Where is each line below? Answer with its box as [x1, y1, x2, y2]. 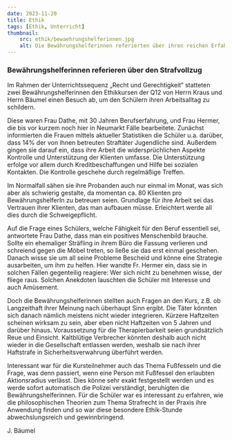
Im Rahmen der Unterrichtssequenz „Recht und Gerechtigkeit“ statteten [7, 81, 211, 89]
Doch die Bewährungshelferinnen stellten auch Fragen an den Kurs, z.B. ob [7, 297, 221, 305]
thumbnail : [7, 29, 39, 37]
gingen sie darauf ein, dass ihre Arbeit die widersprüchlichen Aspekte [7, 146, 206, 155]
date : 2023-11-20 [7, 10, 57, 17]
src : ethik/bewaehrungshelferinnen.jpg [19, 36, 135, 43]
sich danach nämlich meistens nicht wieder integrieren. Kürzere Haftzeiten [7, 311, 220, 319]
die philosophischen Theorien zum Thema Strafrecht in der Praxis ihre [7, 398, 207, 407]
